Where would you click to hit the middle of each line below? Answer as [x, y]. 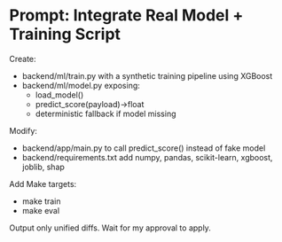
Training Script [65, 34]
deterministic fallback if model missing [106, 113]
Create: [23, 59]
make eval [41, 210]
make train [41, 201]
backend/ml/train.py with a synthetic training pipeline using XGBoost [147, 75]
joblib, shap [43, 167]
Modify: [23, 130]
